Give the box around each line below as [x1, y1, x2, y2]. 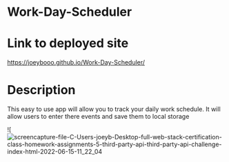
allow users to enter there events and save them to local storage [7, 113, 190, 121]
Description [7, 82, 76, 98]
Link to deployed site [7, 36, 129, 51]
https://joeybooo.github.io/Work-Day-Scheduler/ [7, 58, 146, 67]
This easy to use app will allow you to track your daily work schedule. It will [7, 105, 221, 113]
